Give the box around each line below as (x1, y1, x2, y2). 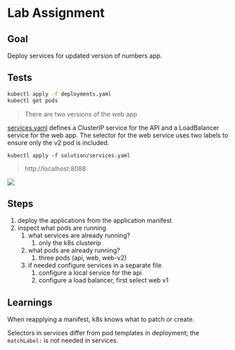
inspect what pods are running (17, 223, 107, 233)
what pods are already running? (27, 246, 120, 254)
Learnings (7, 297, 53, 309)
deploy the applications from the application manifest (17, 216, 172, 225)
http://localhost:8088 (24, 164, 87, 173)
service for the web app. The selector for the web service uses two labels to (7, 131, 229, 139)
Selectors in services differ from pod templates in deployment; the (7, 329, 199, 337)
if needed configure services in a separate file (27, 261, 162, 270)
